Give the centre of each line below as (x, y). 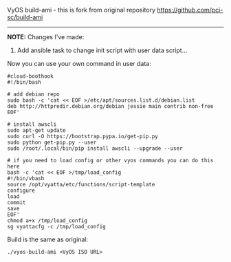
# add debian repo (33, 94)
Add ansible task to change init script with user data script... (102, 50)
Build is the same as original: (47, 239)
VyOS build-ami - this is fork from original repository (81, 10)
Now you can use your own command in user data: (79, 64)
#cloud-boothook (30, 76)
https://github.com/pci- (190, 10)
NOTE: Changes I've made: (46, 37)
